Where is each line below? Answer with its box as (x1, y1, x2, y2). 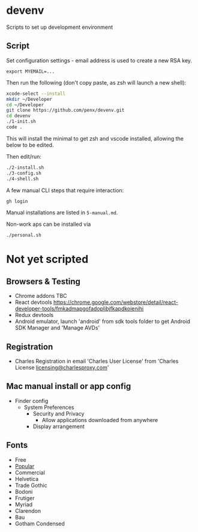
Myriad (14, 501, 33, 508)
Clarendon (14, 507, 41, 514)
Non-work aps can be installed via (6, 220, 91, 228)
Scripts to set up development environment (6, 23, 113, 31)
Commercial (14, 469, 45, 476)
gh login (6, 198, 28, 204)
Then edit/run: (6, 153, 42, 160)
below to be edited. (6, 141, 54, 148)
